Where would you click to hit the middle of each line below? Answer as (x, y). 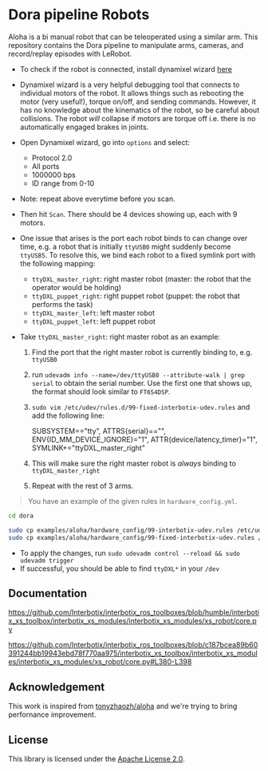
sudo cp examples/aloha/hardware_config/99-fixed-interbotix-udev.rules (132, 537)
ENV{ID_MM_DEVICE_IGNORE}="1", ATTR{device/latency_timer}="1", (144, 439)
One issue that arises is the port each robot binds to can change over (134, 238)
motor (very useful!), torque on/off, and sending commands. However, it (138, 101)
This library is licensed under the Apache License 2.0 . (97, 759)
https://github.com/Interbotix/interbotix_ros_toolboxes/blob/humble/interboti (134, 612)
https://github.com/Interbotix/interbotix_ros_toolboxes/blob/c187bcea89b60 (133, 645)
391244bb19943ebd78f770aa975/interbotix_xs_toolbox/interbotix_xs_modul (133, 653)
